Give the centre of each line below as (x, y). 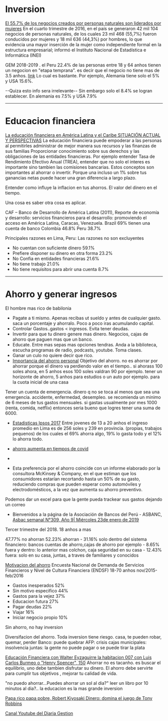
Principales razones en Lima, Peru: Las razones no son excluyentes (74, 238)
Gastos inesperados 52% (38, 585)
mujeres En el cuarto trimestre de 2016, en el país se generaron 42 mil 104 (82, 28)
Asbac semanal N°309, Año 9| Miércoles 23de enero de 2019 (75, 519)
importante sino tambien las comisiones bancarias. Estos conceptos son (79, 167)
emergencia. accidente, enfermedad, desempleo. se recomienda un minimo (83, 397)
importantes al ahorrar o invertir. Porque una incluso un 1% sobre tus (76, 172)
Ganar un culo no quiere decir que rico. (53, 355)
